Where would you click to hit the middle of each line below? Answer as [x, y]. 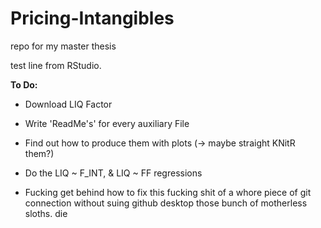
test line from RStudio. [56, 65]
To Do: [24, 84]
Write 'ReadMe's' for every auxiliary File [107, 123]
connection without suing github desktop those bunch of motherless [166, 203]
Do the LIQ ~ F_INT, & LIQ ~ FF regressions [113, 173]
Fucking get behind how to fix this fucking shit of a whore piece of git [168, 192]
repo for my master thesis [63, 46]
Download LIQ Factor [68, 104]
